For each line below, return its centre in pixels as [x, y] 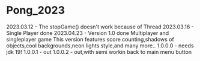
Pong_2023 [35, 10]
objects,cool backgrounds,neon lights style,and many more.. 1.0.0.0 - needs [100, 46]
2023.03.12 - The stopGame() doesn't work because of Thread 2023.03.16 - [100, 27]
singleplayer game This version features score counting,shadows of [90, 39]
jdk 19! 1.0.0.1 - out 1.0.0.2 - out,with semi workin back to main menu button [99, 52]
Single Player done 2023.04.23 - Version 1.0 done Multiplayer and [88, 33]
